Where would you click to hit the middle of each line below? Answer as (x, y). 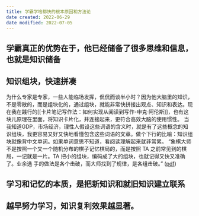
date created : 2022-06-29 (38, 17)
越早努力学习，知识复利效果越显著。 (72, 206)
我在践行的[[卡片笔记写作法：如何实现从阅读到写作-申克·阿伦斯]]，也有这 (100, 112)
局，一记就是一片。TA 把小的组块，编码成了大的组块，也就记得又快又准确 (96, 156)
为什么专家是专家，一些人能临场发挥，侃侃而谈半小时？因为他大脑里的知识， (99, 97)
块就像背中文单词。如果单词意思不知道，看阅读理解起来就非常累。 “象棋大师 (99, 141)
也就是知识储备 (33, 59)
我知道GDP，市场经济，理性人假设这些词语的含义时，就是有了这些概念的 (95, 126)
